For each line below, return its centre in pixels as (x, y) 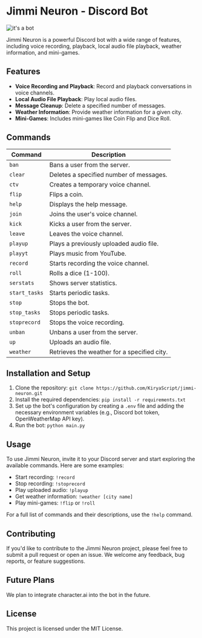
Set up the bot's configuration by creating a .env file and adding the (99, 406)
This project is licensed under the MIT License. (65, 628)
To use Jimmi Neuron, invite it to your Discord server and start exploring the (101, 459)
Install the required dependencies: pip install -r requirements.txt (100, 400)
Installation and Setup (48, 373)
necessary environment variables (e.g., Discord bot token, (87, 413)
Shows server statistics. (83, 283)
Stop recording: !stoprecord (50, 483)
